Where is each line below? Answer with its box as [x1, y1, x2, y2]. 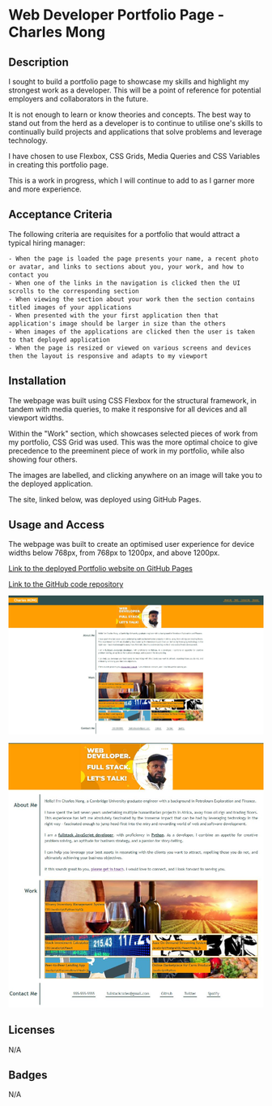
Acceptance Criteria [8, 208, 113, 222]
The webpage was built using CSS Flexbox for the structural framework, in [8, 395, 257, 405]
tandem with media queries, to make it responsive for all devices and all [8, 404, 247, 414]
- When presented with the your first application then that [8, 311, 219, 320]
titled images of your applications [8, 303, 132, 312]
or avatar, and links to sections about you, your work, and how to [8, 262, 244, 271]
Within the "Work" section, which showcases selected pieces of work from [8, 428, 258, 438]
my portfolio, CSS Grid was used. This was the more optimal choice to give [8, 437, 258, 447]
